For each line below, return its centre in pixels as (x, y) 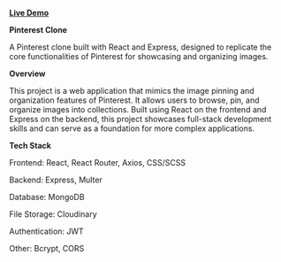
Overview (27, 73)
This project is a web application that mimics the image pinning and (132, 91)
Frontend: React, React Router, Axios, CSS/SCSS (98, 162)
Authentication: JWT (46, 231)
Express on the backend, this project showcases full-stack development (140, 119)
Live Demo (29, 13)
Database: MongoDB (47, 197)
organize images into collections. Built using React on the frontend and (138, 109)
